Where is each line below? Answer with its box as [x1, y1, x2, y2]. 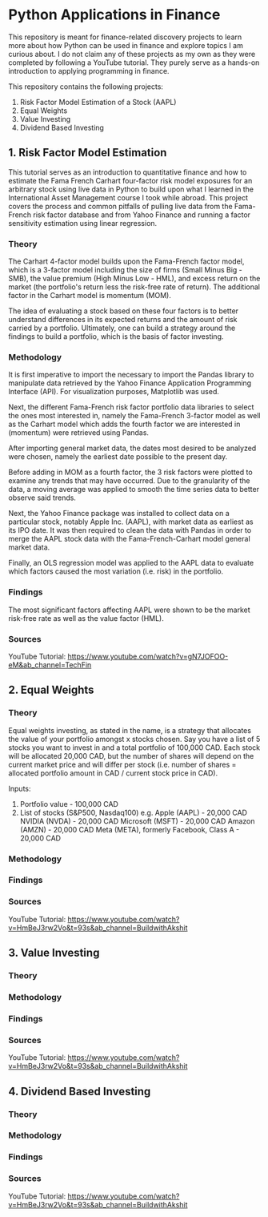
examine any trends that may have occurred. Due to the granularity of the [8, 476, 250, 486]
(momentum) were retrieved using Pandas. [8, 428, 150, 437]
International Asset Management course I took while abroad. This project [8, 192, 248, 202]
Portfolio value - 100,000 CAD [19, 799, 118, 808]
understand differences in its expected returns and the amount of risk [8, 315, 238, 324]
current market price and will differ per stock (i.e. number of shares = [8, 760, 237, 769]
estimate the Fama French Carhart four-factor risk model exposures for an [8, 175, 253, 185]
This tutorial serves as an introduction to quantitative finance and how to [8, 167, 247, 177]
